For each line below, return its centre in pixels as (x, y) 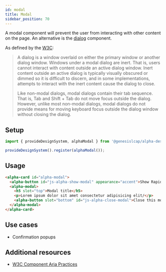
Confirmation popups (34, 237)
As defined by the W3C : (30, 48)
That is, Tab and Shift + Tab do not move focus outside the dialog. (84, 99)
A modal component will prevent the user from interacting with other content (83, 33)
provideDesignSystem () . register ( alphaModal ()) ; (55, 151)
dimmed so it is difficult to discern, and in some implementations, (83, 79)
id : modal (15, 10)
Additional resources (38, 252)
